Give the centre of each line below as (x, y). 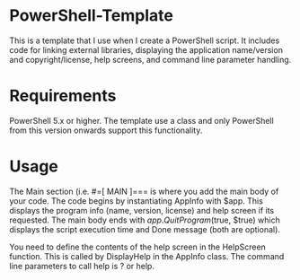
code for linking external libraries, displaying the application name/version (146, 49)
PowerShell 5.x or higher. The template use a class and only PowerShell (141, 120)
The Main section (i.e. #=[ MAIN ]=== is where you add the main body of (144, 191)
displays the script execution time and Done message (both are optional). (145, 229)
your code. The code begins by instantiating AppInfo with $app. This (136, 201)
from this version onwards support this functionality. (106, 130)
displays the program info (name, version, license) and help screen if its (142, 210)
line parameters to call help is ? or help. (82, 266)
